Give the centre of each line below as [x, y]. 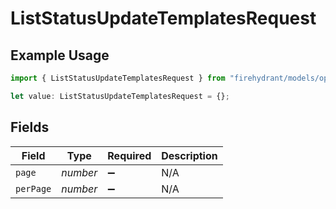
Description [189, 155]
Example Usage [60, 55]
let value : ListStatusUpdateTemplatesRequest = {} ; [120, 96]
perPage [33, 188]
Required [129, 155]
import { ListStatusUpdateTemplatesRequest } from [118, 78]
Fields [30, 127]
